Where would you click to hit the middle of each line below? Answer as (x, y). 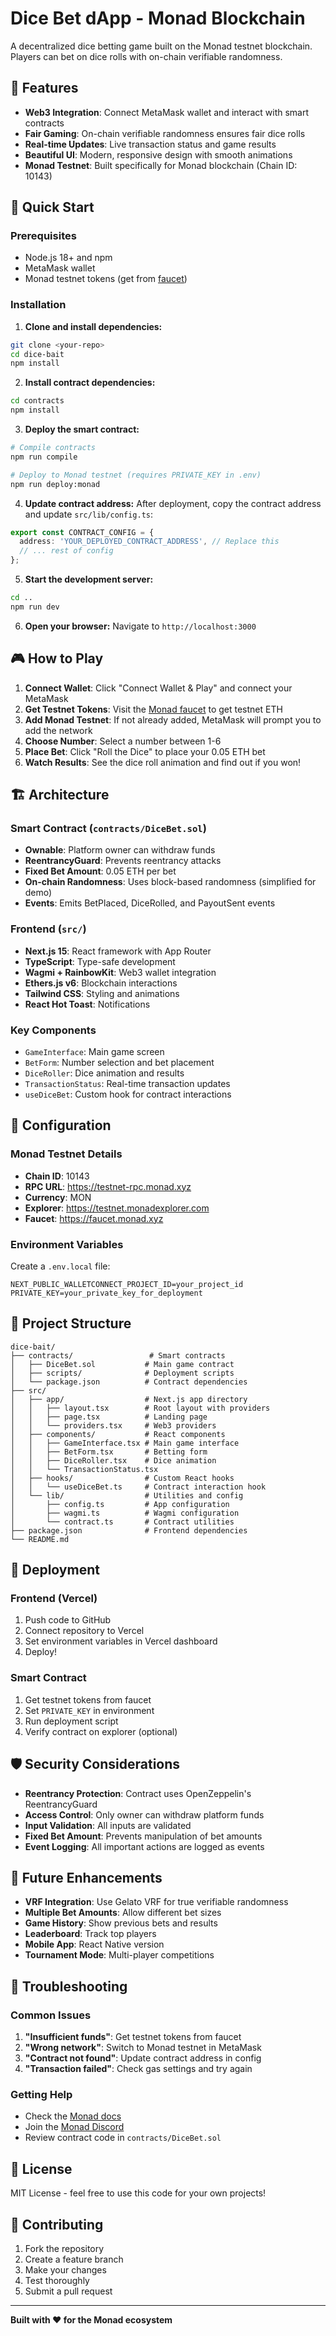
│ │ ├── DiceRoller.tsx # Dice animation (113, 1460)
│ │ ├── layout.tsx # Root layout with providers (140, 1408)
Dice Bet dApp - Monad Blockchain (158, 18)
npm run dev (35, 607)
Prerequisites (43, 236)
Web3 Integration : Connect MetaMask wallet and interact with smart (167, 112)
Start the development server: (89, 579)
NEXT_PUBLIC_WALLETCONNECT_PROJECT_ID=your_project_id (127, 1284)
